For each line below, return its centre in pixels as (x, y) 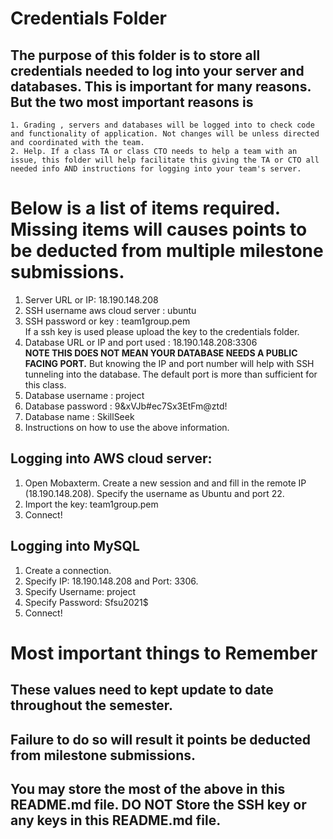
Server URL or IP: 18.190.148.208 (91, 299)
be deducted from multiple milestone (167, 251)
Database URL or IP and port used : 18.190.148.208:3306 (141, 342)
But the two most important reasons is (132, 102)
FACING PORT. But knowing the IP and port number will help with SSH (169, 363)
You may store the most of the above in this (148, 788)
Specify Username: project (80, 591)
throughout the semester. (92, 705)
